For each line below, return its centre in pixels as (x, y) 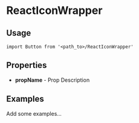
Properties (27, 65)
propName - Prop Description (52, 80)
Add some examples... (34, 113)
